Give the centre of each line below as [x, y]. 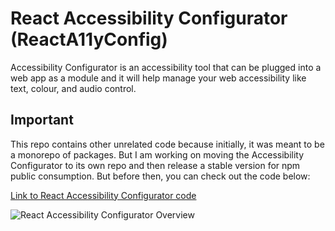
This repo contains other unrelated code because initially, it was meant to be [167, 144]
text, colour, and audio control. [73, 88]
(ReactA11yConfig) [89, 39]
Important [42, 120]
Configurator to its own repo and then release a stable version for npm [155, 165]
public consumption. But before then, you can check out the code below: [160, 176]
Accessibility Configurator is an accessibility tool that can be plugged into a [166, 67]
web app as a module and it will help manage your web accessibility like [158, 78]
